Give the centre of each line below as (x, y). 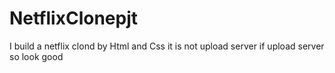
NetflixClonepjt (74, 18)
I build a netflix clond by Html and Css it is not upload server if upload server (167, 46)
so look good (36, 56)
